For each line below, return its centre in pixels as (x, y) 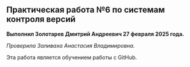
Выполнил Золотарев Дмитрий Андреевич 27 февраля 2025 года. (95, 34)
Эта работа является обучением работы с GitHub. (72, 57)
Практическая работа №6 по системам (86, 10)
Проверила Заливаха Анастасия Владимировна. (71, 45)
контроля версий (41, 20)
